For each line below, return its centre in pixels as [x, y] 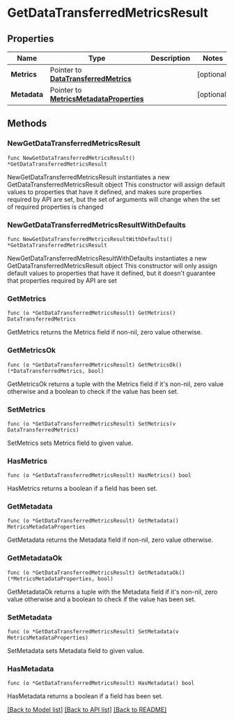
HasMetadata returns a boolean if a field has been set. [85, 696]
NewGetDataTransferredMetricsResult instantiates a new [89, 177]
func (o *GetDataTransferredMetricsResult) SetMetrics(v [92, 424]
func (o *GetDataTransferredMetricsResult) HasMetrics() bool [99, 476]
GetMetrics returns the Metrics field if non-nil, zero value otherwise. [105, 332]
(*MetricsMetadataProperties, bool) [60, 579]
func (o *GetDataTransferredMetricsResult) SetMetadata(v [93, 632]
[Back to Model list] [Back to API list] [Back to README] [87, 710]
